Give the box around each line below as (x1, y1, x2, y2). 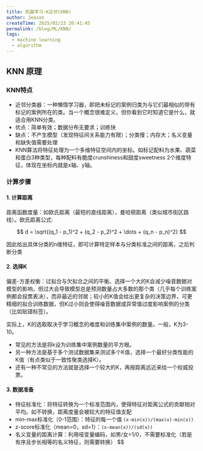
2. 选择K (6, 263, 27, 270)
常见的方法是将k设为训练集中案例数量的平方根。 (14, 341, 135, 348)
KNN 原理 (6, 66, 42, 77)
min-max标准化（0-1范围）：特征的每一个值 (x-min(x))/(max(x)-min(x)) (14, 416, 194, 423)
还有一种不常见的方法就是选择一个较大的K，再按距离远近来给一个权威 (14, 363, 188, 371)
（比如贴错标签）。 (6, 307, 51, 315)
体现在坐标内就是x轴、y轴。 (25, 161, 95, 168)
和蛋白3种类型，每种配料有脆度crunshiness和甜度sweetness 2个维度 (14, 153, 186, 161)
